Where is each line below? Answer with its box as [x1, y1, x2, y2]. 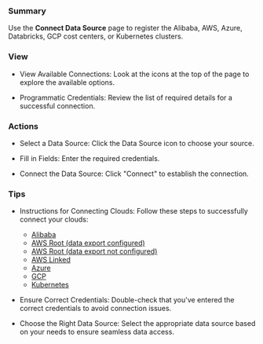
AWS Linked [31, 255, 71, 265]
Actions [8, 120, 39, 131]
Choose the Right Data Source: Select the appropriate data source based [19, 319, 256, 328]
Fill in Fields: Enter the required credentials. [19, 153, 160, 163]
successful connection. [19, 101, 96, 111]
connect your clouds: [19, 214, 89, 225]
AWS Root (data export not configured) [31, 247, 158, 256]
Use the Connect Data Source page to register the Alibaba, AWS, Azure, [8, 24, 243, 33]
